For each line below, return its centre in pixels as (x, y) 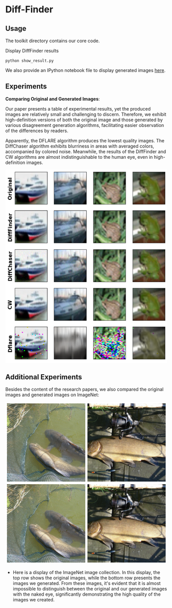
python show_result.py (30, 61)
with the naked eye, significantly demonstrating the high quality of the (87, 594)
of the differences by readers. (37, 131)
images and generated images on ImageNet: (52, 395)
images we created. (34, 599)
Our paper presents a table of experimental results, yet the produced (78, 108)
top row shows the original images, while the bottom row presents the (87, 578)
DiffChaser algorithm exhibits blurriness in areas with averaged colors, (80, 146)
